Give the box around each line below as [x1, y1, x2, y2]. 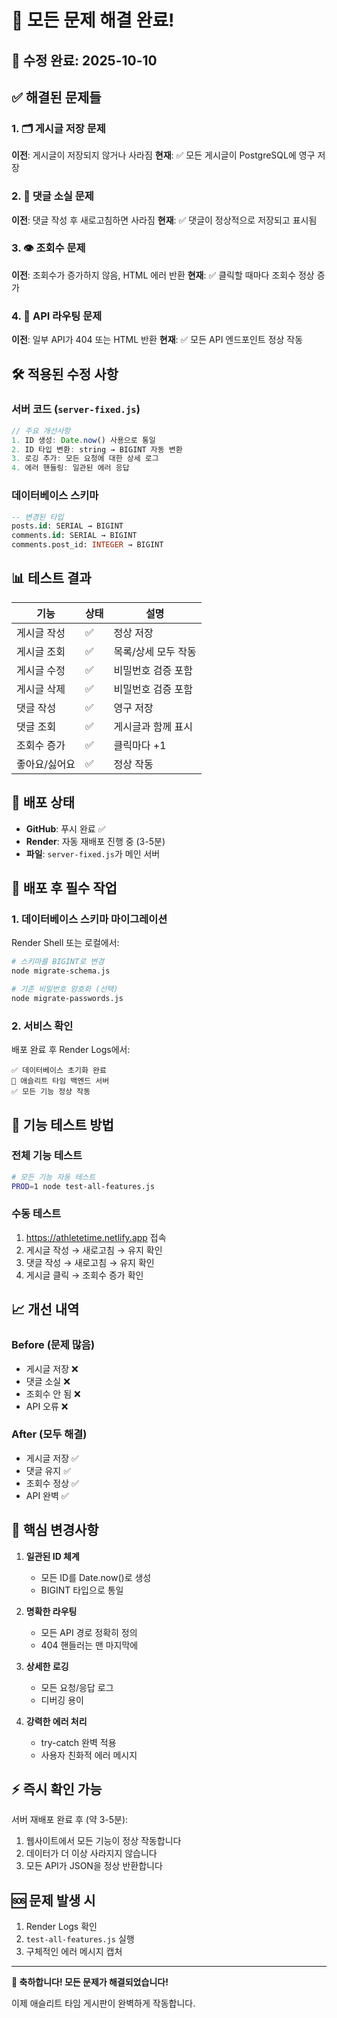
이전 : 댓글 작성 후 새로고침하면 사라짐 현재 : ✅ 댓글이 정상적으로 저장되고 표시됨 [11, 214, 318, 226]
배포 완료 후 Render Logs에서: [11, 1044, 131, 1056]
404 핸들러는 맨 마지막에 [40, 1639, 139, 1651]
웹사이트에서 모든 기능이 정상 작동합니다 [25, 1835, 182, 1847]
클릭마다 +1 [113, 738, 167, 752]
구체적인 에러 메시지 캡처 [25, 1946, 123, 1958]
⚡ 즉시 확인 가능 [11, 1781, 103, 1798]
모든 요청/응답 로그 [40, 1681, 114, 1693]
